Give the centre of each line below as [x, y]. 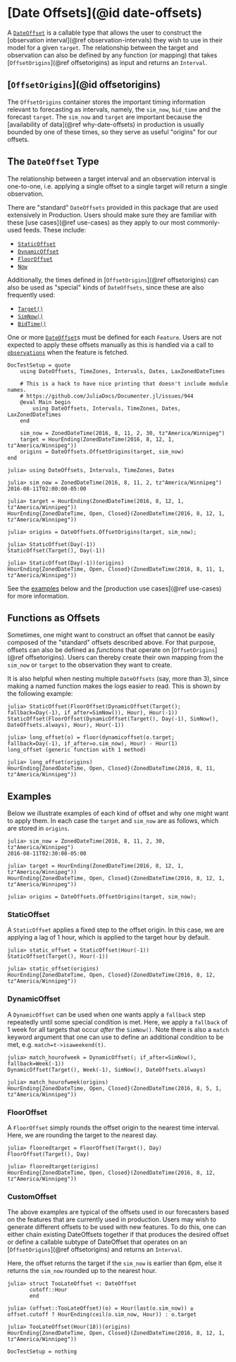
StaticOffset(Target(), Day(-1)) [56, 550]
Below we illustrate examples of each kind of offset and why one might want [118, 813]
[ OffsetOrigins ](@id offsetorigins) [84, 85]
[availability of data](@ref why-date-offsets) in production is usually [106, 124]
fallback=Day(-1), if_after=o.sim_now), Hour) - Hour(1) [93, 744]
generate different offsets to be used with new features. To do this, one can [117, 1227]
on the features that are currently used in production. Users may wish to [112, 1219]
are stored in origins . [38, 829]
